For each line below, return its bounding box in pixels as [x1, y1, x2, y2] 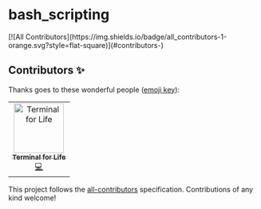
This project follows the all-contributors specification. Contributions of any [8, 184, 254, 194]
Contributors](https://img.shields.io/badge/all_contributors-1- [25, 32, 227, 41]
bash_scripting [8, 6, 110, 24]
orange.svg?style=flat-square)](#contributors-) [8, 40, 164, 49]
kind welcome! [8, 193, 57, 203]
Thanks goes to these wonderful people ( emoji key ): [8, 85, 180, 94]
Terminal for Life [12, 152, 66, 161]
